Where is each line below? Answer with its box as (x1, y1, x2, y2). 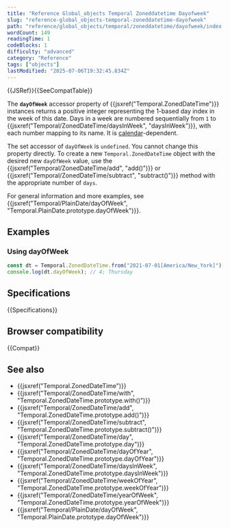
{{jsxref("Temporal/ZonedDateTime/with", (16, 389, 136, 398)
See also (7, 363, 44, 375)
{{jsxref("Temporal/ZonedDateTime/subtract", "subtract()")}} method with (7, 171, 216, 179)
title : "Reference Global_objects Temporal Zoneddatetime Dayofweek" (7, 10, 210, 17)
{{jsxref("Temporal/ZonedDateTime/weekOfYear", (16, 477, 158, 485)
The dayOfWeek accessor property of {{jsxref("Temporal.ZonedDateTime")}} (7, 99, 220, 108)
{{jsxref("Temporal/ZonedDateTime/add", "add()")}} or (7, 164, 161, 172)
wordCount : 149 (7, 29, 51, 36)
